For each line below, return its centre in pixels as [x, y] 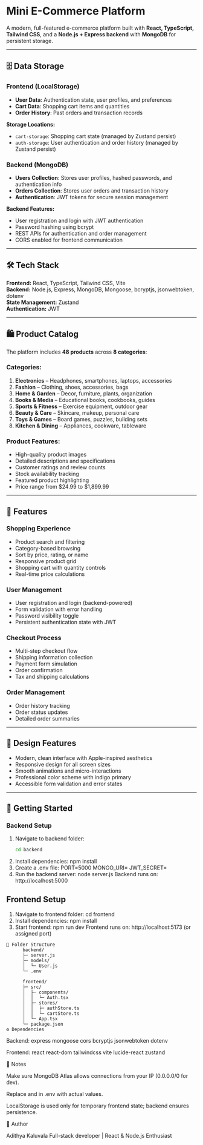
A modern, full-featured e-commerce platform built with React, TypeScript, [100, 28]
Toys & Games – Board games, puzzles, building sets [81, 419]
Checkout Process [34, 638]
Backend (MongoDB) [37, 165]
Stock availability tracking [47, 474]
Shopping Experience [39, 529]
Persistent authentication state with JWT [66, 622]
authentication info [38, 184]
